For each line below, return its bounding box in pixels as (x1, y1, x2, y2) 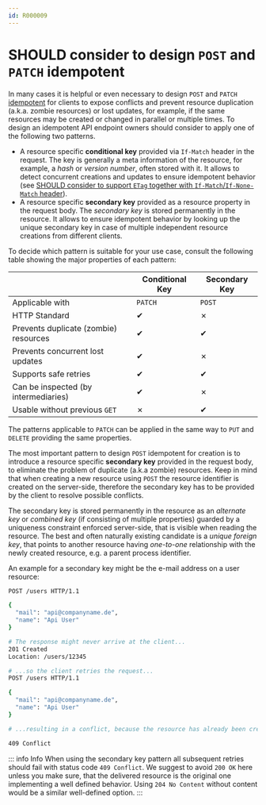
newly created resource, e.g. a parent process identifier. (8, 548, 192, 557)
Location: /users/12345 (8, 653, 87, 661)
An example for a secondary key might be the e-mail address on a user (8, 563, 240, 572)
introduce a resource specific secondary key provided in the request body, (8, 456, 254, 466)
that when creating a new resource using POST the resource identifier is (8, 473, 239, 483)
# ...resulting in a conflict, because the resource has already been (8, 725, 246, 733)
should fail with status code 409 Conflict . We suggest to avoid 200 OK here (8, 762, 253, 772)
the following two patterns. (8, 131, 96, 141)
